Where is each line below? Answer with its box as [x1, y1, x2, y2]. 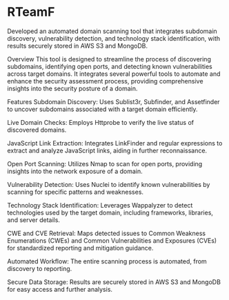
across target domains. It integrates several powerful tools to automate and [7, 70, 221, 78]
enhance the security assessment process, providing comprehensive [7, 77, 203, 85]
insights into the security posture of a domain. [7, 84, 138, 92]
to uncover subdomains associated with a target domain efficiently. [7, 105, 198, 113]
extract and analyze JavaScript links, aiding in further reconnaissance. [7, 146, 208, 154]
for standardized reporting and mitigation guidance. [7, 243, 154, 252]
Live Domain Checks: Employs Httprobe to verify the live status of [7, 118, 195, 126]
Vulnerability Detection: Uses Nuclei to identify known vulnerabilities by [7, 180, 210, 188]
